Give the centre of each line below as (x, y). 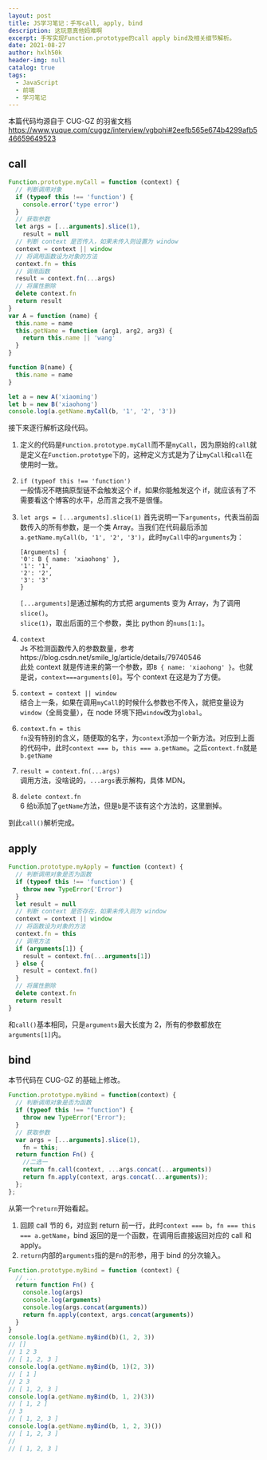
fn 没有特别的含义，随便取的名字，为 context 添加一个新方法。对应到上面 (137, 738)
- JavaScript (37, 82)
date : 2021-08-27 (37, 46)
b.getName (36, 756)
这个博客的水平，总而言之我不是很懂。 (104, 500)
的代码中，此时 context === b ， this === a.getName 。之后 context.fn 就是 (138, 748)
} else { (30, 964)
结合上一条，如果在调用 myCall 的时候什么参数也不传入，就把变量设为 (132, 702)
